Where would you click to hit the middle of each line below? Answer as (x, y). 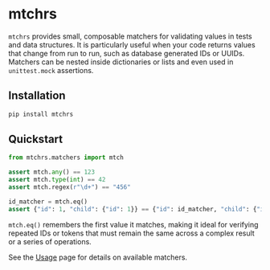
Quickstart (36, 139)
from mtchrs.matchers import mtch (66, 157)
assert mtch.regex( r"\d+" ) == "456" (70, 187)
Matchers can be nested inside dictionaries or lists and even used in (121, 62)
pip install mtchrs (41, 114)
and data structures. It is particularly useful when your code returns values (132, 44)
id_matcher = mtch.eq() (48, 202)
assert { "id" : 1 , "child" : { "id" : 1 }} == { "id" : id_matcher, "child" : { (133, 209)
